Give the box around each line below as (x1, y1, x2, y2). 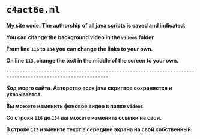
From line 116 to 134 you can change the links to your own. (6, 45, 153, 52)
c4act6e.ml (6, 4, 61, 16)
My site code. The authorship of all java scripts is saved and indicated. (6, 22, 186, 29)
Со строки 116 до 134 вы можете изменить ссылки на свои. (6, 114, 162, 121)
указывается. (6, 90, 43, 97)
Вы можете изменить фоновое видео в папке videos (6, 102, 144, 110)
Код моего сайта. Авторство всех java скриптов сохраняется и (6, 84, 172, 91)
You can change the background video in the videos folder (6, 33, 154, 40)
